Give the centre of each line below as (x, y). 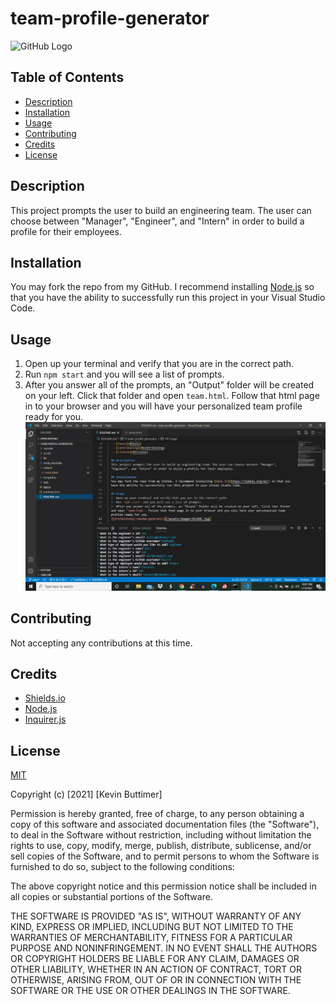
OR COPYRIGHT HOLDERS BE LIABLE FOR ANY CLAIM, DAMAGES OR (155, 959)
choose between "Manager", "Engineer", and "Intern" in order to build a (157, 221)
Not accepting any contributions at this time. (101, 643)
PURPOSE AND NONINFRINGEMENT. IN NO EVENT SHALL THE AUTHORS (164, 948)
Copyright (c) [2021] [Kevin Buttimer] (86, 794)
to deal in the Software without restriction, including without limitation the (161, 835)
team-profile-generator (110, 18)
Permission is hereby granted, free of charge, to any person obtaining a (157, 814)
